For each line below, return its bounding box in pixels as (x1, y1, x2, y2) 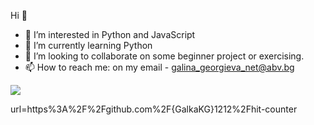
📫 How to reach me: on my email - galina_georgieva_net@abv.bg (24, 61, 295, 73)
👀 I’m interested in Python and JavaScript (24, 29, 196, 40)
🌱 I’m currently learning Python (24, 40, 153, 51)
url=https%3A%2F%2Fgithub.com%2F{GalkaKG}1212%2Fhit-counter (10, 103, 298, 115)
